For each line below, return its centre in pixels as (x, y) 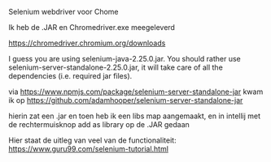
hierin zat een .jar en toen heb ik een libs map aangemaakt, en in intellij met (135, 116)
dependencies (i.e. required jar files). (70, 76)
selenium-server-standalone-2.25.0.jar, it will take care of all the (116, 67)
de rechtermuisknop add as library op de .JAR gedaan (99, 124)
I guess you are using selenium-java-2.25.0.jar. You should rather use (125, 59)
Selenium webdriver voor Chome (64, 12)
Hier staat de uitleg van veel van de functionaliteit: (92, 140)
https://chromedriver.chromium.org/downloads (87, 43)
